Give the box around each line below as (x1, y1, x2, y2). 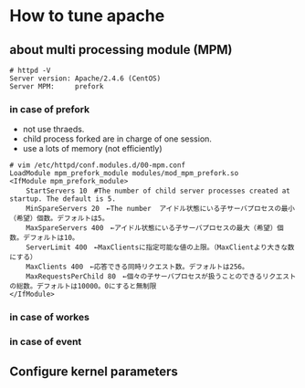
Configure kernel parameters (9, 363, 178, 379)
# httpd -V (9, 66, 51, 75)
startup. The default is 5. (9, 194, 117, 204)
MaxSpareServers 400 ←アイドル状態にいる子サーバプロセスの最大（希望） (26, 224, 278, 233)
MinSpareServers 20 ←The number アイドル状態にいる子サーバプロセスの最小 (26, 204, 295, 214)
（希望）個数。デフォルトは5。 (9, 214, 110, 224)
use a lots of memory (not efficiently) (22, 143, 163, 154)
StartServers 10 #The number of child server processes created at (26, 186, 290, 196)
